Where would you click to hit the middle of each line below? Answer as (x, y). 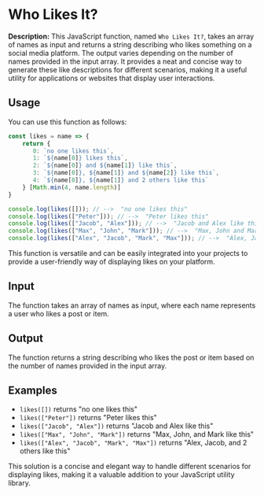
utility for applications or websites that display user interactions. (112, 78)
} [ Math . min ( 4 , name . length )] (72, 187)
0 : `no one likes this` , (73, 151)
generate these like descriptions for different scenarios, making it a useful (128, 69)
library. (20, 483)
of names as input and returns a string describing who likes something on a (130, 44)
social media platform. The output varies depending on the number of (121, 53)
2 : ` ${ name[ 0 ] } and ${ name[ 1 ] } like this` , (105, 166)
